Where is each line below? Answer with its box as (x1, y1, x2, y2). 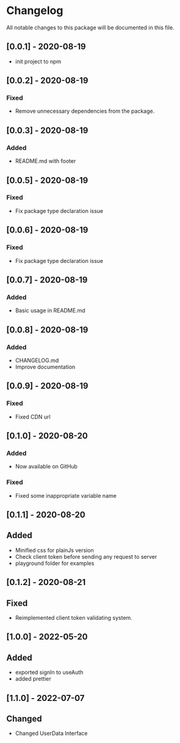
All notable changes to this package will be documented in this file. (6, 24, 175, 31)
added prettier (15, 675, 52, 683)
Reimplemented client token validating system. (15, 614, 132, 621)
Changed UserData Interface (15, 730, 88, 737)
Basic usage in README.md (15, 307, 85, 314)
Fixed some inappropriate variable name (15, 492, 117, 499)
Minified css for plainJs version (15, 547, 95, 554)
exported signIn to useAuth (15, 669, 84, 676)
